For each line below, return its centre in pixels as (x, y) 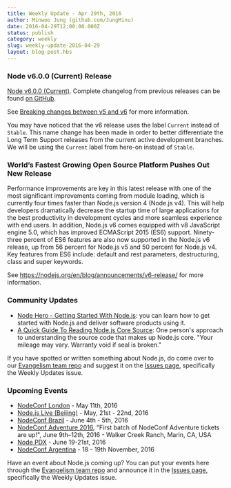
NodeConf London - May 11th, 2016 (67, 406)
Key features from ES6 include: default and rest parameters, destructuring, (113, 254)
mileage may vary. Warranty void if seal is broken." (89, 345)
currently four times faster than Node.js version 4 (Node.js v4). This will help (116, 203)
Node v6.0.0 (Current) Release (60, 76)
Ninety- (204, 232)
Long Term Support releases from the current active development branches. (115, 140)
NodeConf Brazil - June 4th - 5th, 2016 (73, 420)
